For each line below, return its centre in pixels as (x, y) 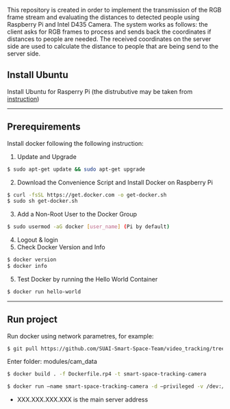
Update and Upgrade (47, 156)
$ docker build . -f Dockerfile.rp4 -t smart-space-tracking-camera (107, 374)
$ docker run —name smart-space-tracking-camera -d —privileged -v (105, 386)
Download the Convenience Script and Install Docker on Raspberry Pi (115, 182)
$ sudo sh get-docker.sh (42, 201)
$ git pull (23, 349)
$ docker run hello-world (44, 292)
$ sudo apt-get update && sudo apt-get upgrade (76, 169)
